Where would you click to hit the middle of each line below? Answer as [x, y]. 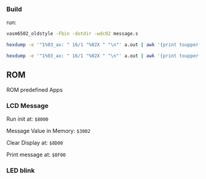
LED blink [21, 170]
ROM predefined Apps [35, 89]
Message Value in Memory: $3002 [48, 131]
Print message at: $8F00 [36, 154]
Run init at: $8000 [28, 119]
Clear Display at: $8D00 [35, 143]
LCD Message [28, 105]
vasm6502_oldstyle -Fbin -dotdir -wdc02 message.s [72, 34]
